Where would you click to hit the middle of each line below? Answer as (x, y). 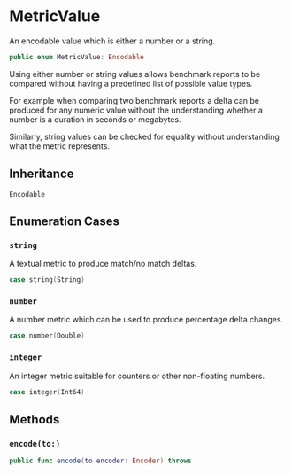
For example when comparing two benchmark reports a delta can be (134, 100)
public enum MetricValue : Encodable (77, 57)
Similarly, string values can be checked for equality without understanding (145, 136)
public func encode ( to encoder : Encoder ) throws (100, 461)
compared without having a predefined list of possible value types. (131, 83)
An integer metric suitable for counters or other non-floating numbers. (137, 376)
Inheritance (42, 174)
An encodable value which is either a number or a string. (112, 41)
